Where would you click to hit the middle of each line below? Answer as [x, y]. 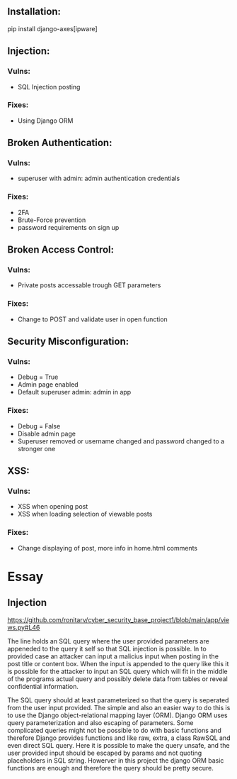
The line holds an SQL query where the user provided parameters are [109, 641]
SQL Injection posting [49, 87]
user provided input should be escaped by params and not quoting [105, 753]
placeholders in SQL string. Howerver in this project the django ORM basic [116, 760]
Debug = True [38, 377]
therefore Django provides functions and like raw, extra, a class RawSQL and [119, 738]
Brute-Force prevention [52, 220]
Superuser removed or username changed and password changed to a [121, 441]
